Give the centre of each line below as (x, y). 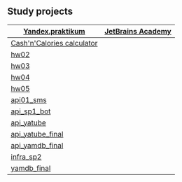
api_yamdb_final (37, 145)
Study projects (40, 12)
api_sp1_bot (31, 111)
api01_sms (29, 99)
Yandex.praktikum (54, 31)
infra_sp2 (26, 157)
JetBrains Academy (138, 31)
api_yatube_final (37, 134)
